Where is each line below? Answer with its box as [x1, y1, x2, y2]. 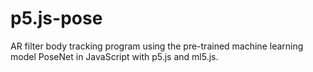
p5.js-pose [10, 7, 103, 30]
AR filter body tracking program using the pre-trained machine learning [10, 40, 304, 52]
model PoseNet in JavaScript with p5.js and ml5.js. [10, 50, 219, 62]
